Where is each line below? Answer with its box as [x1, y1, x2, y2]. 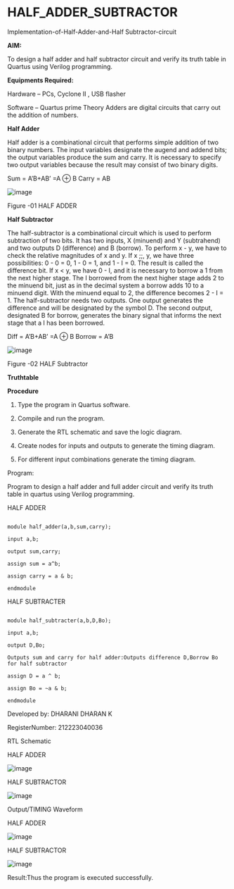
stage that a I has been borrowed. [7, 318, 105, 327]
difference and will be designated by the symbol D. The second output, [7, 304, 213, 312]
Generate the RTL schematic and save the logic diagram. [17, 428, 183, 436]
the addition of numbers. [7, 111, 79, 119]
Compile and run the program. [17, 414, 105, 423]
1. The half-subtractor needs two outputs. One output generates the [7, 296, 204, 304]
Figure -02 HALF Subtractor [7, 359, 89, 368]
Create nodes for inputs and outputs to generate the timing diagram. [17, 441, 216, 449]
